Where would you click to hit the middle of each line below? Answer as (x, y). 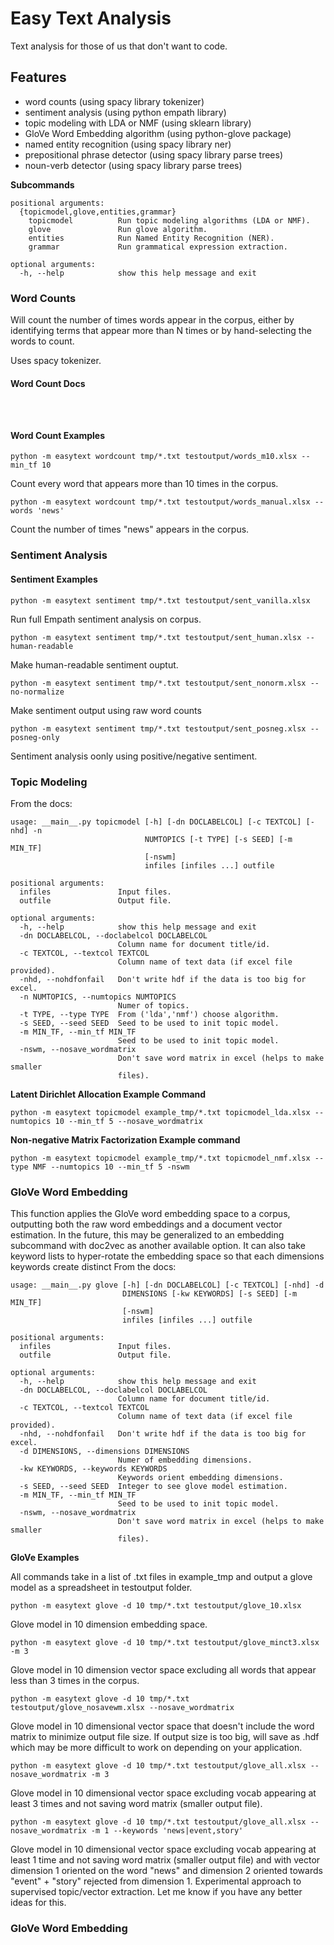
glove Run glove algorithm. (118, 229)
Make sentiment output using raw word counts (106, 710)
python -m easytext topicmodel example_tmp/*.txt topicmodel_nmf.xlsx (160, 1158)
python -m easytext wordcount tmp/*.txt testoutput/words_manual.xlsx (160, 502)
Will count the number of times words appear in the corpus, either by (152, 320)
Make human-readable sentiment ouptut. (94, 664)
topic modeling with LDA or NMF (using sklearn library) (138, 123)
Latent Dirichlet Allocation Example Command (108, 1094)
